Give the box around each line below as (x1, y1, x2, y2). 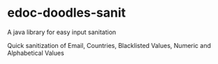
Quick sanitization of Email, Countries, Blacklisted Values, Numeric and (7, 41, 211, 49)
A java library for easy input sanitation (7, 28, 117, 36)
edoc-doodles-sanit (7, 5, 126, 21)
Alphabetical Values (7, 49, 64, 57)
